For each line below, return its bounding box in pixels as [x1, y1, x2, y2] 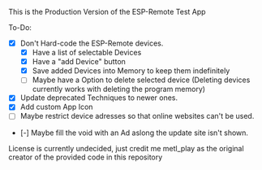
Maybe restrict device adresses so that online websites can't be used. [19, 111, 255, 121]
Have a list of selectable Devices [32, 48, 142, 58]
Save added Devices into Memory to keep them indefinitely [32, 66, 230, 76]
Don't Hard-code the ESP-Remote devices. [19, 38, 164, 48]
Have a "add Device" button [32, 57, 126, 67]
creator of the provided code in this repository [8, 152, 163, 162]
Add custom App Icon [19, 102, 93, 112]
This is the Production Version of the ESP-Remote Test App [8, 7, 206, 16]
